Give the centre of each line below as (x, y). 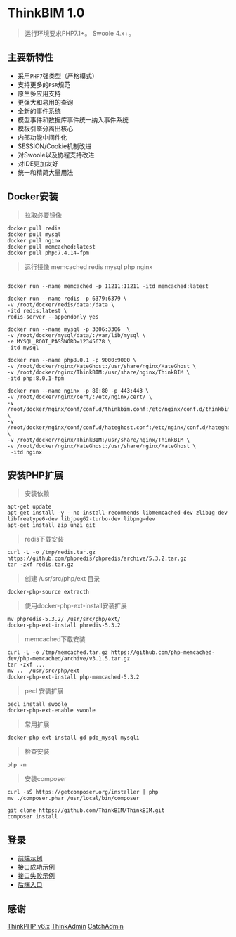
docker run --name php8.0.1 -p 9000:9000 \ (72, 360)
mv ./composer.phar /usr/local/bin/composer (73, 799)
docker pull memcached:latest (52, 247)
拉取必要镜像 (43, 215)
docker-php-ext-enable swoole (52, 711)
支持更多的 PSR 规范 (44, 84)
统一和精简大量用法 (45, 172)
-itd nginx (26, 452)
